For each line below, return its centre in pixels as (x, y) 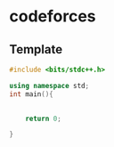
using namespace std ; (49, 86)
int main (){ (31, 94)
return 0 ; (44, 118)
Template (36, 49)
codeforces (53, 16)
